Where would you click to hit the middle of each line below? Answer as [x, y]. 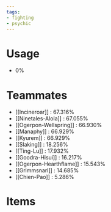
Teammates [37, 95]
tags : [13, 12]
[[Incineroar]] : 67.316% [45, 112]
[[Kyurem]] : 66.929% [43, 138]
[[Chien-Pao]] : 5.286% [45, 177]
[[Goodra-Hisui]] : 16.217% [48, 158]
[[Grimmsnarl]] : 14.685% [47, 170]
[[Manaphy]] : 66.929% [45, 131]
